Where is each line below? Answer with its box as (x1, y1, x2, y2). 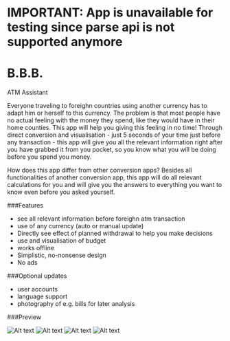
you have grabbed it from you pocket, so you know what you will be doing (7, 146, 216, 154)
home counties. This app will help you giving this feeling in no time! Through (7, 124, 223, 132)
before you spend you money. (7, 153, 92, 161)
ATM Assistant (7, 88, 48, 97)
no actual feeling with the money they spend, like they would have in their (7, 116, 215, 124)
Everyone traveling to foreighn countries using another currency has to (7, 102, 207, 110)
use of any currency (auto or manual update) (16, 222, 144, 230)
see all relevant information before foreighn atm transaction (16, 214, 185, 223)
